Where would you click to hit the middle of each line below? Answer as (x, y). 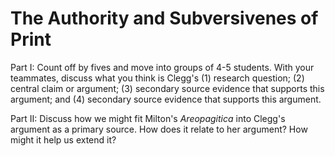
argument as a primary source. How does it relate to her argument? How (159, 129)
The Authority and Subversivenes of (164, 18)
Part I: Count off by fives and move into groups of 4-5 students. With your (162, 67)
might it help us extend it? (63, 139)
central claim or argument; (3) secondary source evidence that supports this (167, 88)
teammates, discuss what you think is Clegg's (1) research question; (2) (157, 78)
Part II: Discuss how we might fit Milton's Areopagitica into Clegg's (148, 118)
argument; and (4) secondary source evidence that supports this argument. (166, 99)
